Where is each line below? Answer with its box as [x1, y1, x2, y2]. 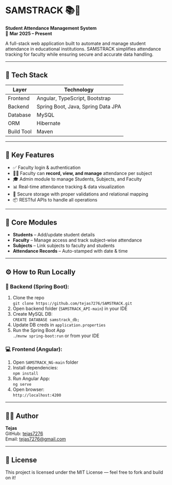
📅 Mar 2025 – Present [5, 30, 52, 36]
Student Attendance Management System [5, 25, 97, 31]
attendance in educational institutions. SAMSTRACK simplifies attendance [5, 46, 161, 52]
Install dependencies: [12, 365, 58, 371]
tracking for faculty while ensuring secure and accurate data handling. [5, 51, 154, 57]
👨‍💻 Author [5, 411, 39, 420]
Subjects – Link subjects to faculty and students [12, 242, 115, 249]
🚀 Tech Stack [5, 71, 48, 80]
